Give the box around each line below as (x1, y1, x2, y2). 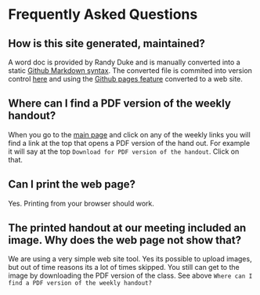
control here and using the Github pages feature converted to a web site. (8, 75, 243, 83)
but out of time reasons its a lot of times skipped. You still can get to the (8, 263, 240, 272)
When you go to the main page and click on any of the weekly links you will (8, 129, 251, 139)
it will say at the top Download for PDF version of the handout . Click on (8, 147, 240, 156)
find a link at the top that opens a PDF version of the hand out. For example (8, 138, 251, 147)
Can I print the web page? (8, 178, 135, 191)
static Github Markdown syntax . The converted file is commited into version (8, 66, 253, 75)
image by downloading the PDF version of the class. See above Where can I (8, 271, 253, 280)
